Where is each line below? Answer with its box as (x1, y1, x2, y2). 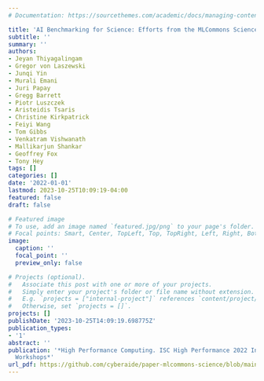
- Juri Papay (8, 84, 51, 92)
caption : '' (15, 244, 55, 252)
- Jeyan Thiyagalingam (8, 55, 82, 63)
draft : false (8, 201, 51, 209)
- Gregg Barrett (8, 91, 61, 99)
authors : (8, 48, 37, 56)
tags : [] (8, 164, 37, 173)
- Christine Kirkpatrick (8, 113, 90, 122)
